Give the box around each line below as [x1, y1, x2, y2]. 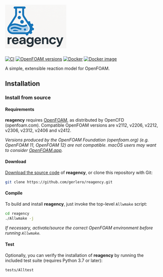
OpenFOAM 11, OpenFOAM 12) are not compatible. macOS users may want [5, 142, 157, 148]
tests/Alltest [5, 267, 34, 273]
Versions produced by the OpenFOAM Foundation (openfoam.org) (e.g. [5, 137, 149, 143]
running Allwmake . [5, 230, 41, 236]
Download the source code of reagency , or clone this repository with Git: [5, 170, 153, 175]
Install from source [5, 94, 51, 101]
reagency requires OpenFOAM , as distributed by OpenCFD [5, 117, 124, 123]
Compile [5, 190, 23, 196]
